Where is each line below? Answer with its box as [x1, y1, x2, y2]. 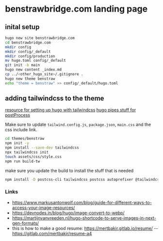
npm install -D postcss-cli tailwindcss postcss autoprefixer [5, 177, 133, 182]
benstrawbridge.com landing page [5, 3, 148, 15]
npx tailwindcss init [5, 150, 49, 155]
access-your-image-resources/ [12, 205, 75, 210]
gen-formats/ [12, 220, 39, 226]
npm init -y [5, 141, 29, 146]
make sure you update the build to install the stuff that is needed [5, 168, 134, 173]
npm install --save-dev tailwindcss [5, 145, 79, 150]
